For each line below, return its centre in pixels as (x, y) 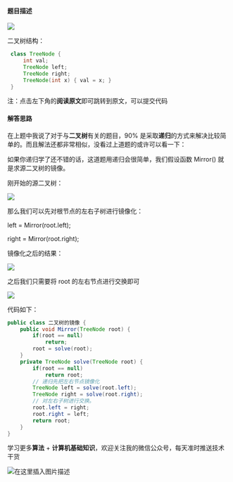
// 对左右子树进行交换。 (64, 401)
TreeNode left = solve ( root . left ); (85, 388)
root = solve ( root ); (63, 349)
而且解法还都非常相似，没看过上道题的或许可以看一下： (106, 144)
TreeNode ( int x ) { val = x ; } (67, 80)
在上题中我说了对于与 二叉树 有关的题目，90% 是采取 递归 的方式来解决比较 (114, 135)
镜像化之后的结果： (35, 253)
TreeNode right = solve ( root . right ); (88, 395)
